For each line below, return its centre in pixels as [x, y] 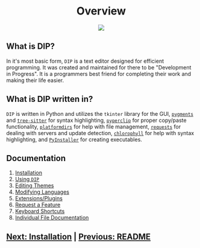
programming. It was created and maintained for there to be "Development [99, 67]
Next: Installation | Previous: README [79, 237]
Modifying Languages [42, 192]
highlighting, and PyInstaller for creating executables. [74, 139]
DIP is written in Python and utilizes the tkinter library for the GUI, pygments [100, 113]
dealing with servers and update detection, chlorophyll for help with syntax [100, 133]
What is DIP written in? [50, 99]
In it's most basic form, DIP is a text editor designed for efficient [85, 61]
